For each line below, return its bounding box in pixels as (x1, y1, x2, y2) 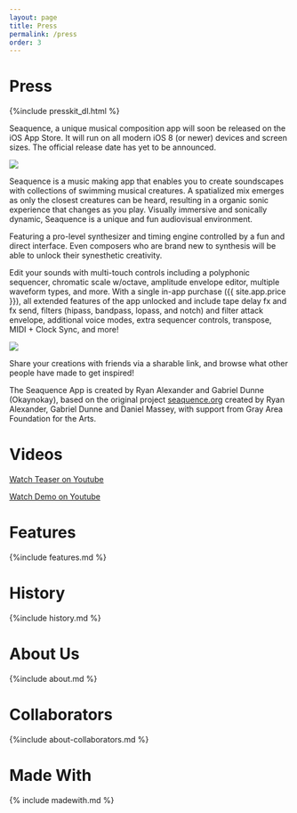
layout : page (9, 12, 58, 22)
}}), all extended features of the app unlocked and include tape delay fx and (9, 296, 287, 307)
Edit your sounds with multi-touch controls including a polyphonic (9, 267, 251, 278)
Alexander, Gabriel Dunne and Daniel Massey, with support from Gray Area (9, 404, 283, 415)
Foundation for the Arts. (9, 414, 97, 424)
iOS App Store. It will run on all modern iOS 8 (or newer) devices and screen (9, 133, 287, 144)
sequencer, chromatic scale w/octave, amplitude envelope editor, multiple (9, 277, 280, 288)
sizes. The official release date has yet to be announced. (9, 142, 216, 152)
